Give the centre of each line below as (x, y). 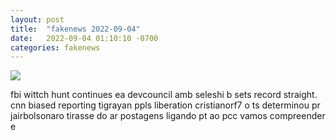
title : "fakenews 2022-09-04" (75, 29)
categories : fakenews (55, 47)
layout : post (37, 19)
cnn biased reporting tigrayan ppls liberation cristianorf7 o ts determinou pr (165, 105)
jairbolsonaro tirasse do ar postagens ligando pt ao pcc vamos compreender (168, 116)
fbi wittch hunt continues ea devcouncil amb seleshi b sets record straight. (164, 95)
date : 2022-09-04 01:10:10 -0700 (84, 38)
